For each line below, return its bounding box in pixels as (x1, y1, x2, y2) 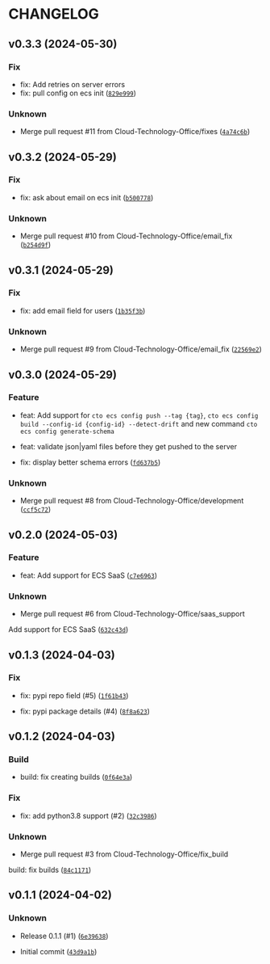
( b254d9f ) (19, 240, 52, 250)
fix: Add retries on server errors (19, 79, 126, 89)
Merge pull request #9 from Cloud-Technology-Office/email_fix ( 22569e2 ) (19, 344, 262, 354)
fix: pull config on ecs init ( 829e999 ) (19, 88, 137, 98)
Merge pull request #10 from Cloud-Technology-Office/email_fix (19, 231, 233, 241)
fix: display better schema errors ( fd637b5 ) (19, 457, 161, 467)
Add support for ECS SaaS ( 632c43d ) (8, 625, 129, 634)
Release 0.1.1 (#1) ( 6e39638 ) (19, 931, 109, 941)
